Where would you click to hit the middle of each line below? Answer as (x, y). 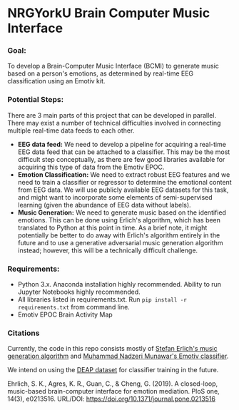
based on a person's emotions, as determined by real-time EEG (101, 73)
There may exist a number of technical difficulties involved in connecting (114, 123)
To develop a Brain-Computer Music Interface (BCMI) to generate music (113, 66)
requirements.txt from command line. (73, 307)
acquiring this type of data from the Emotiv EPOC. (91, 167)
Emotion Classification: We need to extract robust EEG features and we (124, 174)
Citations (24, 333)
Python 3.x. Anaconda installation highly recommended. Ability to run (119, 285)
